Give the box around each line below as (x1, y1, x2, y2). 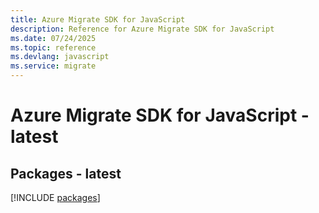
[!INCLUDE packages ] (10, 192, 101, 203)
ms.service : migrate (10, 61, 97, 71)
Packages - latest (10, 165, 122, 182)
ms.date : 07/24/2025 (10, 33, 97, 43)
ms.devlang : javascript (10, 52, 110, 62)
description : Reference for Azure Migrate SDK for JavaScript (10, 24, 275, 34)
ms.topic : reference (10, 42, 97, 53)
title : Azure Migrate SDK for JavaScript (10, 14, 186, 25)
